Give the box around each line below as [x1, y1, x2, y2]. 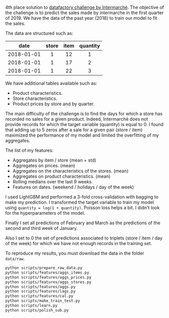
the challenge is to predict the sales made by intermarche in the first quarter [5, 10, 164, 16]
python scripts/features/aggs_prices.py [5, 274, 92, 280]
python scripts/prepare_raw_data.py [5, 265, 82, 270]
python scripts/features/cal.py [5, 294, 73, 299]
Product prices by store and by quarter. [12, 101, 95, 107]
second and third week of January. [5, 225, 78, 231]
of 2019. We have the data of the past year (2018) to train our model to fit [5, 15, 157, 21]
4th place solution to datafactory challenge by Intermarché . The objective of [5, 5, 164, 10]
